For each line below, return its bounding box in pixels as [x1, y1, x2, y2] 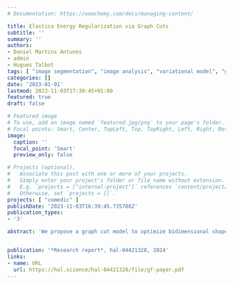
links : [7, 253, 26, 260]
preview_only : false [13, 151, 73, 158]
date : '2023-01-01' [7, 81, 64, 87]
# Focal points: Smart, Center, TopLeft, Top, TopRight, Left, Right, [7, 126, 216, 133]
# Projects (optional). [7, 164, 76, 171]
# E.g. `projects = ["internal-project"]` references [7, 183, 172, 190]
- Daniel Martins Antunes [7, 49, 82, 56]
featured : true [7, 94, 51, 101]
